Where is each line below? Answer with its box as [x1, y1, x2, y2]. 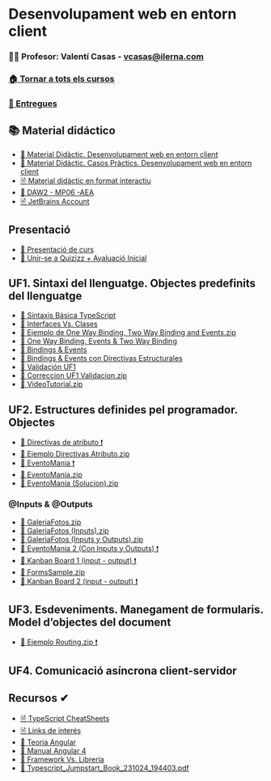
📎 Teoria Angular [19, 737, 77, 747]
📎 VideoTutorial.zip [19, 380, 83, 389]
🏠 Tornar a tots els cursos [8, 74, 115, 85]
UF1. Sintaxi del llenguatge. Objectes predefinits [8, 276, 256, 290]
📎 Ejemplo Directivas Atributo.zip [19, 449, 130, 459]
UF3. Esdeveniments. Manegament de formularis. [8, 602, 264, 616]
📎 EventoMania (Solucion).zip [19, 478, 119, 488]
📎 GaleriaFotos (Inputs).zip [19, 525, 109, 535]
